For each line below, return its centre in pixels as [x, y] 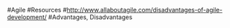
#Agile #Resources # [37, 10]
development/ [27, 17]
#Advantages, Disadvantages [90, 17]
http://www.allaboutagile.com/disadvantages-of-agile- [145, 10]
